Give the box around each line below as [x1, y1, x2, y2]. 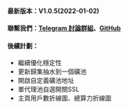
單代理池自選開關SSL [17, 85, 80, 93]
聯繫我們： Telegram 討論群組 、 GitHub [7, 24, 121, 33]
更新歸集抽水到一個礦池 [17, 67, 87, 76]
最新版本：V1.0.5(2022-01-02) [7, 6, 100, 15]
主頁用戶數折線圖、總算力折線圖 [17, 94, 112, 103]
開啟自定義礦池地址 [17, 76, 75, 85]
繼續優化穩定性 [17, 59, 62, 67]
